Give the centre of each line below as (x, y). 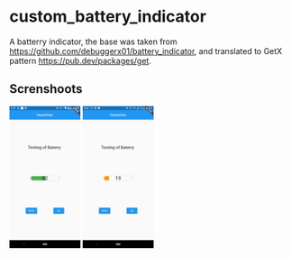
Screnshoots (46, 89)
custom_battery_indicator (108, 17)
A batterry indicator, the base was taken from (93, 41)
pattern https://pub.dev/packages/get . (80, 60)
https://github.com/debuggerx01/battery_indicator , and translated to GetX (146, 51)
